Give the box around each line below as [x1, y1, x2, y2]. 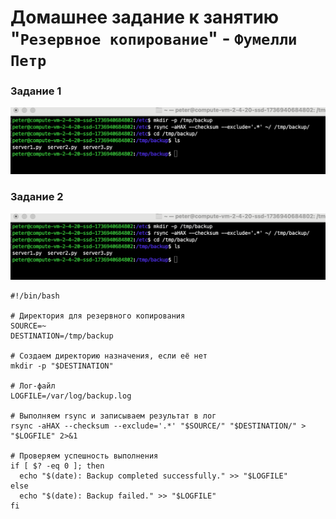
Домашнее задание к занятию [10, 6, 280, 29]
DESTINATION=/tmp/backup [10, 331, 114, 341]
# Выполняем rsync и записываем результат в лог [10, 411, 217, 421]
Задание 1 [10, 84, 62, 98]
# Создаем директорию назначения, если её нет [10, 351, 208, 361]
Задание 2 [10, 190, 64, 204]
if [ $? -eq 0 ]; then [10, 461, 105, 471]
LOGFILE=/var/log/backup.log [10, 391, 132, 401]
